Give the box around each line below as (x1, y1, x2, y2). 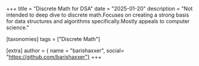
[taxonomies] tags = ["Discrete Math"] (6, 36, 100, 42)
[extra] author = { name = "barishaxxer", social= (6, 47, 124, 54)
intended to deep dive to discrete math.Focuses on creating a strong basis (6, 11, 189, 18)
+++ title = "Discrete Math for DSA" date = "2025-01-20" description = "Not (6, 5, 193, 12)
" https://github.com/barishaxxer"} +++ (6, 54, 102, 60)
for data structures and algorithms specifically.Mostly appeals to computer (6, 18, 190, 24)
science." (6, 24, 29, 31)
